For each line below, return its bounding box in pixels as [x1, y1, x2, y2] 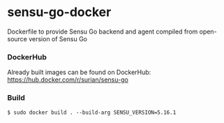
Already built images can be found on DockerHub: [7, 68, 151, 77]
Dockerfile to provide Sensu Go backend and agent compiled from [7, 27, 198, 36]
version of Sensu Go [29, 34, 87, 43]
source [7, 34, 28, 43]
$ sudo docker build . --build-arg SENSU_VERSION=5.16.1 [7, 109, 177, 116]
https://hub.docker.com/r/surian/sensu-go [7, 75, 129, 84]
